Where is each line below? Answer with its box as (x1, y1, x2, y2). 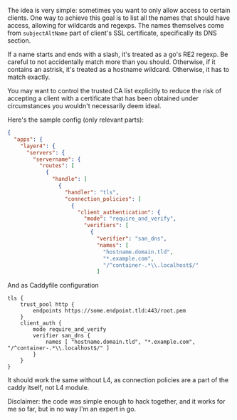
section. (7, 36, 31, 45)
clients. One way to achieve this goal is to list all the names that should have (7, 14, 230, 22)
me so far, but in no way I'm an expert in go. (7, 405, 137, 414)
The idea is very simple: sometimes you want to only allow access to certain (7, 6, 231, 14)
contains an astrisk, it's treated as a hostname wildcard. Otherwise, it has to (7, 65, 230, 73)
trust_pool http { (20, 301, 75, 308)
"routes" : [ (38, 162, 75, 169)
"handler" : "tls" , (64, 189, 120, 196)
